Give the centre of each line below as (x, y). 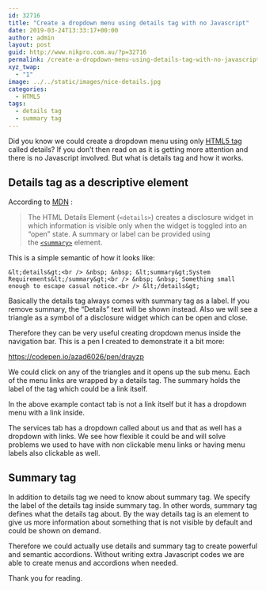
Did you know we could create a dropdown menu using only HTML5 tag (125, 141)
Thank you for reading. (46, 578)
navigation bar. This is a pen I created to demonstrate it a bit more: (116, 341)
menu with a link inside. (47, 412)
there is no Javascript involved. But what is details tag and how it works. (126, 157)
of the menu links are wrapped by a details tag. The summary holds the (124, 380)
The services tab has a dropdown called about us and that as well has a (125, 427)
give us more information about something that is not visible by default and (130, 522)
